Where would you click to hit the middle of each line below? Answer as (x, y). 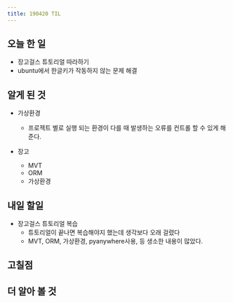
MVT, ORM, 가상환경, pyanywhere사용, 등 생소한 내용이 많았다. (115, 241)
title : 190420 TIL (34, 14)
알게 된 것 (27, 95)
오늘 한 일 (27, 44)
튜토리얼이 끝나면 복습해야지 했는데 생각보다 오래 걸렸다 (104, 232)
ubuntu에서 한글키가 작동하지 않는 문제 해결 (77, 71)
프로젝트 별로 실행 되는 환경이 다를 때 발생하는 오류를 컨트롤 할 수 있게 (123, 128)
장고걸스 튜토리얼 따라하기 (53, 62)
